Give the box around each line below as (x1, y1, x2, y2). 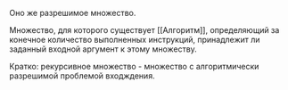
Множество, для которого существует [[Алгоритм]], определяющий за (9, 25, 280, 35)
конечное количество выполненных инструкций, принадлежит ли (9, 35, 260, 45)
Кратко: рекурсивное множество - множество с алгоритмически (9, 61, 259, 71)
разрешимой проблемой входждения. (9, 70, 155, 81)
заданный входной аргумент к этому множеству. (9, 44, 198, 54)
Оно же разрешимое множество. (9, 8, 136, 18)
